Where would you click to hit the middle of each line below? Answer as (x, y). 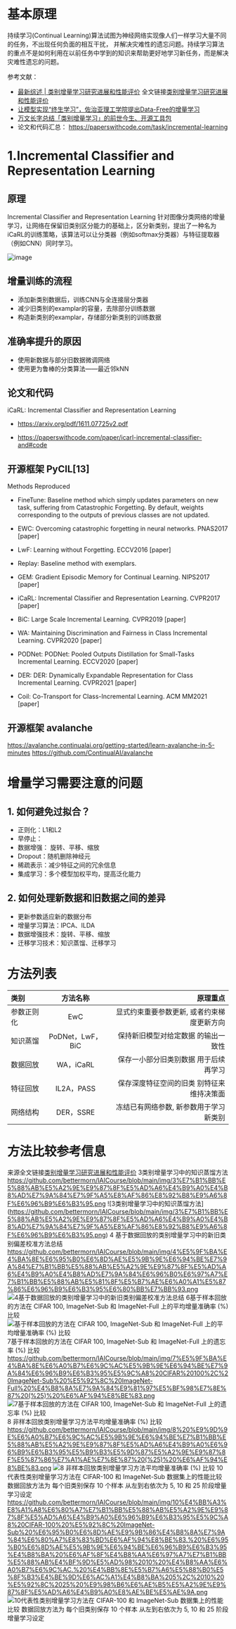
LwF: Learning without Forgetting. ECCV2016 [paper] (94, 550)
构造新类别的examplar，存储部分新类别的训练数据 (89, 317)
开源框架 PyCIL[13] (48, 469)
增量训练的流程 (40, 281)
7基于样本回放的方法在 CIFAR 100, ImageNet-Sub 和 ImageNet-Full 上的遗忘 (117, 1341)
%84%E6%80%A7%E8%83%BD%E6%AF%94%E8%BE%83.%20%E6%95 (118, 1540)
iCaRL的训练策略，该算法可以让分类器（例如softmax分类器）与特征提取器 (113, 234)
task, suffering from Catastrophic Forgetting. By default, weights (110, 507)
